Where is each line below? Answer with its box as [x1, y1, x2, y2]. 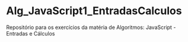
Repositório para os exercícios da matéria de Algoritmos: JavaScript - [6, 24, 176, 31]
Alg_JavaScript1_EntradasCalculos [6, 4, 182, 18]
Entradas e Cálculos [6, 30, 55, 37]
